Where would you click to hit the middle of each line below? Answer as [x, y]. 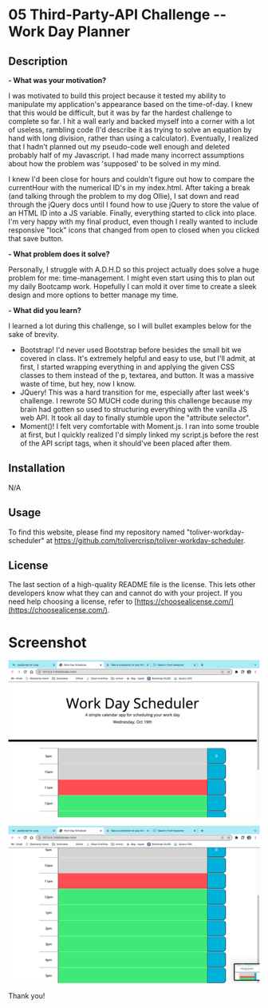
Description [38, 61]
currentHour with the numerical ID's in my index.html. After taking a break [129, 188]
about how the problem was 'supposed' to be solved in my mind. [114, 164]
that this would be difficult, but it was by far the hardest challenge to [120, 113]
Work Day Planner [69, 32]
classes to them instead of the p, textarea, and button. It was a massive [137, 375]
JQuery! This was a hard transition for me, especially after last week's [134, 392]
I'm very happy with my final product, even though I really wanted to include [133, 222]
